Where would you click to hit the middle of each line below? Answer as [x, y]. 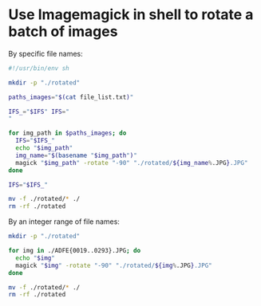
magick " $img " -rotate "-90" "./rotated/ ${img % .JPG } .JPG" [114, 265]
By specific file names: [46, 53]
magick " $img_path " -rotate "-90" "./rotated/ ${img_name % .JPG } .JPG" [132, 163]
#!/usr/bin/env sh [39, 68]
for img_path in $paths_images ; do [67, 133]
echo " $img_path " [44, 148]
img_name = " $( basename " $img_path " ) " [76, 155]
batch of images [63, 31]
